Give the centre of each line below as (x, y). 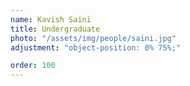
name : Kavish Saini (51, 19)
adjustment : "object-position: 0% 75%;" (96, 47)
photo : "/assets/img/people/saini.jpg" (93, 38)
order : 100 (33, 66)
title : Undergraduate (55, 29)
